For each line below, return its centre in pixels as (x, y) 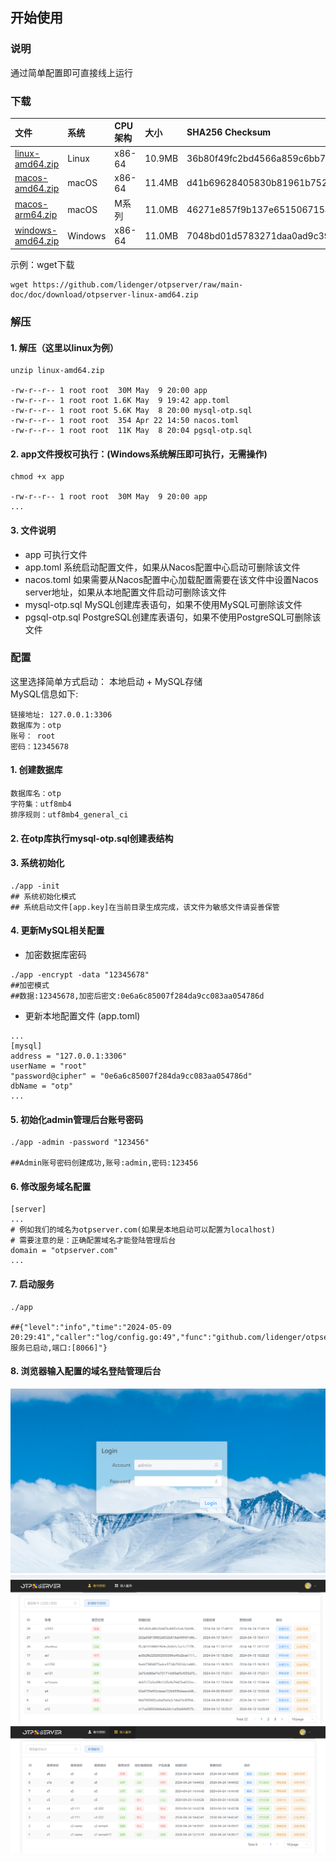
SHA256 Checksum (229, 132)
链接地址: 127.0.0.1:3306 (61, 714)
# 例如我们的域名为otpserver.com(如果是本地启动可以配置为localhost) (143, 1230)
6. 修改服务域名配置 (51, 1186)
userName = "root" (48, 1066)
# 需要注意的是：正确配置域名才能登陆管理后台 (93, 1241)
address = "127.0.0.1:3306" (69, 1056)
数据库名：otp (36, 794)
